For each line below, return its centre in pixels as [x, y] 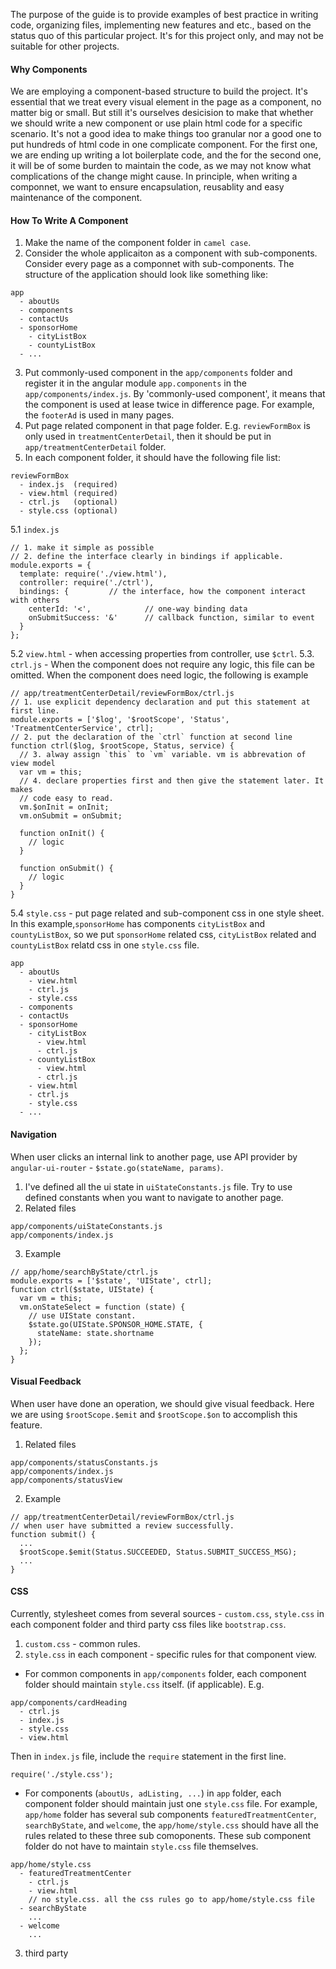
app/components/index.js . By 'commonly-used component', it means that [175, 394]
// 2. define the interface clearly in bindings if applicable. [147, 557]
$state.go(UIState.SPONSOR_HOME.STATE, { [115, 1324]
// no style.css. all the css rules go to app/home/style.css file [171, 1900]
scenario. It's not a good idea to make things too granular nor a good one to [166, 134]
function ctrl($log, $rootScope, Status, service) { [122, 746]
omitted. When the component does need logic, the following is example [159, 675]
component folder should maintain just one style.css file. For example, [171, 1804]
